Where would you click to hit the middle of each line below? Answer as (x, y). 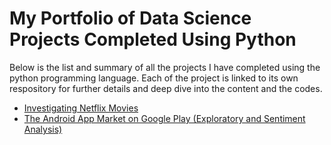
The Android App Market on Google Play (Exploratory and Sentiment (164, 118)
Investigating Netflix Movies (81, 108)
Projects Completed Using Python (153, 39)
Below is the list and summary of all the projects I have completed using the (165, 67)
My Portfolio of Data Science (130, 18)
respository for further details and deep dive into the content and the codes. (166, 88)
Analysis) (43, 129)
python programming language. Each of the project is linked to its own (154, 78)
